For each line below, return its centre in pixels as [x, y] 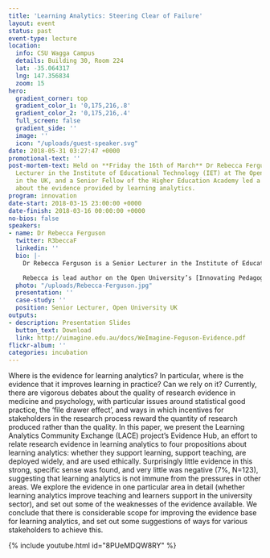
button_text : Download [53, 330]
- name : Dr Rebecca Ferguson [57, 233]
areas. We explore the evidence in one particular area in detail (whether [127, 487]
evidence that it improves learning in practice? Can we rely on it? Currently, [133, 385]
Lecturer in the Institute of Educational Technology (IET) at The [131, 173]
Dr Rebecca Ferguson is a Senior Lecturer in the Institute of [131, 263]
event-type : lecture [43, 38]
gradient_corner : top [52, 98]
